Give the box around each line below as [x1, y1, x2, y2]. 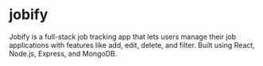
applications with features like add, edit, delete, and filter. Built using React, [9, 40, 255, 49]
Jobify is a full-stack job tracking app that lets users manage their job [9, 32, 237, 41]
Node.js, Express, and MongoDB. [9, 49, 118, 58]
